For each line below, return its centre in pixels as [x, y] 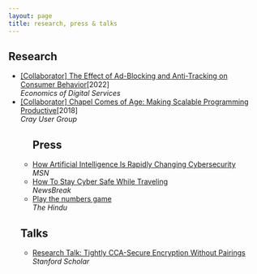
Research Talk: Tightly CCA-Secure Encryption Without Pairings [139, 252]
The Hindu [49, 207]
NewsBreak [51, 190]
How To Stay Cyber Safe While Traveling [100, 182]
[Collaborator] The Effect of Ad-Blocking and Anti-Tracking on [124, 76]
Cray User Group [49, 120]
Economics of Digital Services [70, 94]
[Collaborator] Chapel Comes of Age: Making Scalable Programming [134, 102]
